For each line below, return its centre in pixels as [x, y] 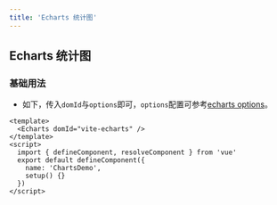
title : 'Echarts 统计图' [53, 17]
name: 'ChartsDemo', [63, 168]
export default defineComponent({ [81, 160]
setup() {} [45, 176]
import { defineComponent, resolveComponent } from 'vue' [127, 152]
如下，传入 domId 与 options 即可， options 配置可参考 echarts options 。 [147, 104]
